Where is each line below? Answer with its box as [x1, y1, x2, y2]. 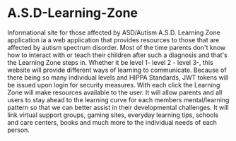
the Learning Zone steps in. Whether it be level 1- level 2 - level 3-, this [7, 58, 213, 66]
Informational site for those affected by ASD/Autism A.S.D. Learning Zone [7, 28, 220, 37]
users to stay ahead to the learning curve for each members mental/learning [7, 95, 230, 104]
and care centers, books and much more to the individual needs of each [7, 118, 218, 126]
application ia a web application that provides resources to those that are [7, 35, 220, 44]
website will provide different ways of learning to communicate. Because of [7, 66, 228, 74]
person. [7, 125, 30, 134]
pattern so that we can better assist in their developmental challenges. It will [7, 103, 229, 111]
